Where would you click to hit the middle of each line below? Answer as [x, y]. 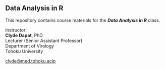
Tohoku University [24, 51]
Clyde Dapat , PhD [24, 35]
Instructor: [16, 30]
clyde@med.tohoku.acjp [31, 61]
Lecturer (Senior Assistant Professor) [44, 40]
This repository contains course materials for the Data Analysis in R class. [83, 20]
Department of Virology [30, 46]
